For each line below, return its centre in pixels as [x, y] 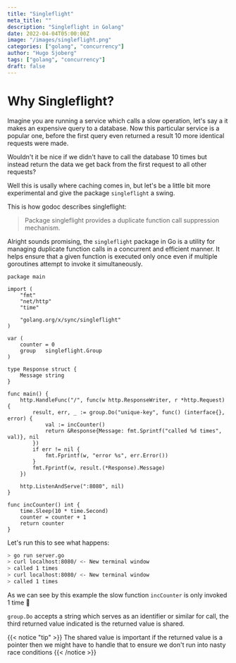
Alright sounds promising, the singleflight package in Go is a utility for [111, 241]
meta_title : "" [30, 20]
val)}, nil [23, 437]
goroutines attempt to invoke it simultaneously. [75, 264]
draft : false [26, 66]
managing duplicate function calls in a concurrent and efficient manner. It [114, 249]
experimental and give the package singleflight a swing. [91, 193]
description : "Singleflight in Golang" [66, 27]
